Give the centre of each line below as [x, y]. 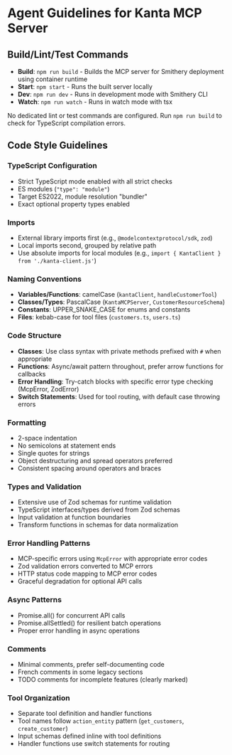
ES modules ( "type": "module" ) [63, 189]
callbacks [32, 374]
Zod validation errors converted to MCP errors [85, 566]
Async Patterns [35, 600]
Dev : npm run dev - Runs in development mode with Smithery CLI [112, 94]
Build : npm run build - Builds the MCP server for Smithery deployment [121, 72]
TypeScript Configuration [52, 166]
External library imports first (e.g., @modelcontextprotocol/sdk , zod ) [115, 238]
